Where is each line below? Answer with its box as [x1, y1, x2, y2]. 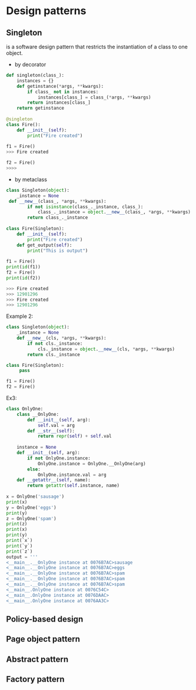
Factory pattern [6, 674, 65, 685]
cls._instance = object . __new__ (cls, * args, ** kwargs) [37, 346, 175, 352]
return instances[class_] [27, 100, 91, 106]
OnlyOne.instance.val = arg [37, 472, 107, 478]
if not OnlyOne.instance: [27, 455, 91, 461]
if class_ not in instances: [27, 88, 99, 95]
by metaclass [14, 176, 47, 183]
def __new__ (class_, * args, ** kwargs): [8, 198, 107, 204]
